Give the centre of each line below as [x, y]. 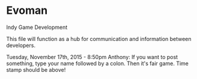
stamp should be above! [36, 69]
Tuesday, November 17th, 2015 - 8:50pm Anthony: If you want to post [92, 57]
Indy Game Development [37, 27]
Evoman [27, 11]
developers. [21, 45]
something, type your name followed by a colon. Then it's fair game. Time [98, 63]
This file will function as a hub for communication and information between [99, 39]
